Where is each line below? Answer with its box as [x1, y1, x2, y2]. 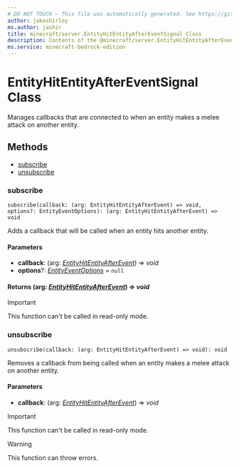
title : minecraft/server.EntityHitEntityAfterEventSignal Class [7, 30, 202, 38]
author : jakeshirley [7, 17, 69, 24]
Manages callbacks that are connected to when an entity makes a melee [7, 113, 220, 121]
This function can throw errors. [7, 453, 98, 462]
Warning [7, 440, 32, 448]
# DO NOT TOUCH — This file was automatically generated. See [7, 10, 196, 18]
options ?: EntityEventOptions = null [17, 266, 124, 275]
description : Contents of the [7, 37, 97, 44]
